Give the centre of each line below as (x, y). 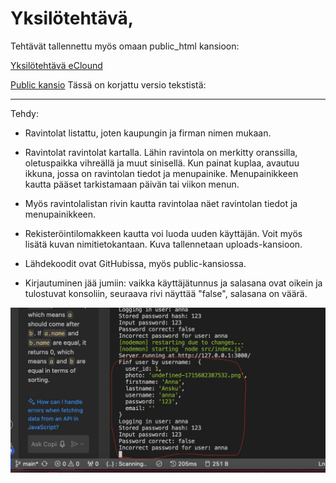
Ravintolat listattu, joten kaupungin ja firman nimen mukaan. (148, 133)
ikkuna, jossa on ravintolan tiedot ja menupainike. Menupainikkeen (161, 173)
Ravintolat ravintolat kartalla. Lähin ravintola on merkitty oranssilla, (161, 152)
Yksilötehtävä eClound (56, 65)
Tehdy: (24, 113)
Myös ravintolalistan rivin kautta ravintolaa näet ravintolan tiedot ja (161, 203)
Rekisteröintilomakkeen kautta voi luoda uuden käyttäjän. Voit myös (163, 233)
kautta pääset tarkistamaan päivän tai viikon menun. (132, 184)
